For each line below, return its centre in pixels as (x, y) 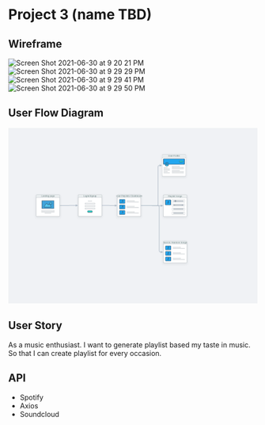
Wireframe (35, 44)
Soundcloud (39, 414)
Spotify (31, 397)
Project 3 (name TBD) (80, 15)
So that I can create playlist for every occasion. (85, 353)
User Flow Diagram (56, 113)
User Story (35, 325)
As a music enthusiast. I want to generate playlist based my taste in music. (129, 345)
